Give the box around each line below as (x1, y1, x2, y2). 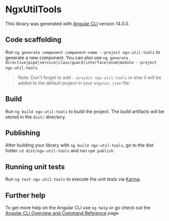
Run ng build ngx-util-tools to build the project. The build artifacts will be (5, 108, 164, 114)
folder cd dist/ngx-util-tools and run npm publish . (5, 148, 115, 154)
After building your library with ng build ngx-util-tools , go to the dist (5, 142, 154, 148)
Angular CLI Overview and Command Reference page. (5, 210, 120, 216)
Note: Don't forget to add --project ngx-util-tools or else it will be (17, 74, 161, 81)
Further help (5, 191, 46, 199)
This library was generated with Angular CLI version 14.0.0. (5, 21, 130, 27)
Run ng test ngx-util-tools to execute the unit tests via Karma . (5, 176, 141, 183)
